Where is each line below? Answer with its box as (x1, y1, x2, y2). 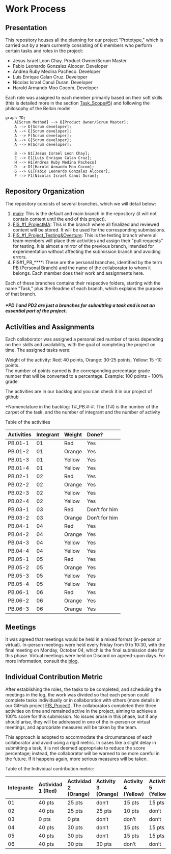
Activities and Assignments (5, 322, 95, 331)
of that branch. (5, 291, 37, 297)
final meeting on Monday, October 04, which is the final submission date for (5, 647, 164, 653)
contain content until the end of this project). (12, 216, 106, 222)
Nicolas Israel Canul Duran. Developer (12, 80, 93, 85)
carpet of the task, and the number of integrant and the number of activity (5, 409, 161, 416)
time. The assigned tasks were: (5, 347, 71, 353)
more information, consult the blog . (5, 658, 79, 664)
